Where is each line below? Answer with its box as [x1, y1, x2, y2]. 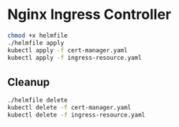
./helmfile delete [7, 96, 68, 104]
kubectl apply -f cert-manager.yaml [7, 46, 128, 54]
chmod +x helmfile [7, 32, 68, 39]
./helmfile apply [7, 39, 65, 47]
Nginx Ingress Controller [7, 6, 172, 24]
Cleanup [7, 75, 50, 88]
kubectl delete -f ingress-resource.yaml [7, 111, 146, 119]
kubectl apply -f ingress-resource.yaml [7, 54, 143, 62]
